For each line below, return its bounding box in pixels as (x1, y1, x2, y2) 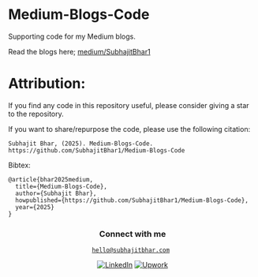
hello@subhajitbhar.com (92, 246, 170, 254)
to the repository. (8, 109, 65, 118)
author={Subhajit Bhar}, (15, 189, 97, 197)
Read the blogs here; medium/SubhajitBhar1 (8, 47, 151, 56)
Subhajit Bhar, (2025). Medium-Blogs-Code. (8, 140, 154, 148)
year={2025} (15, 203, 55, 211)
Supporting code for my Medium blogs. (8, 32, 136, 41)
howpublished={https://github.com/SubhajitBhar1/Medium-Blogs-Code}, (15, 196, 249, 204)
